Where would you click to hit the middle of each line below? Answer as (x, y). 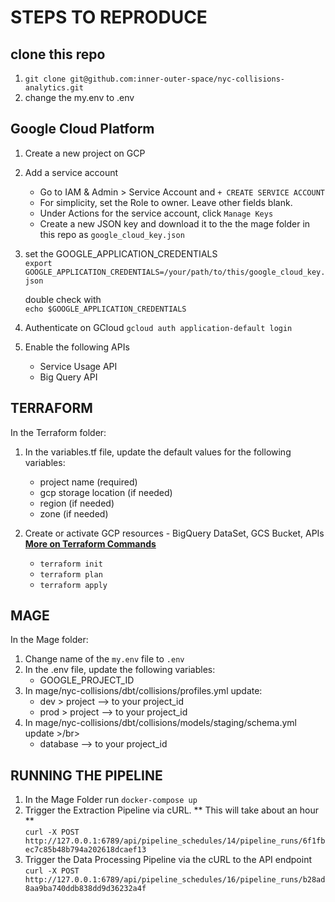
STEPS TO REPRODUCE (109, 17)
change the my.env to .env (79, 97)
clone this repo (58, 54)
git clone (45, 79)
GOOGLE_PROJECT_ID (87, 680)
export (38, 263)
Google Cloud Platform (82, 129)
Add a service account (71, 172)
